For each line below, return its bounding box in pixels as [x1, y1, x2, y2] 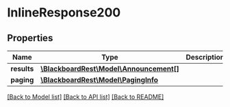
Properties [7, 32, 53, 44]
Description [186, 53, 225, 62]
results [10, 64, 34, 73]
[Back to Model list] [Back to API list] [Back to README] [7, 93, 164, 101]
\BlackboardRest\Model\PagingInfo [40, 75, 159, 84]
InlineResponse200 [7, 5, 121, 21]
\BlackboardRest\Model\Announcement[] [40, 64, 179, 73]
